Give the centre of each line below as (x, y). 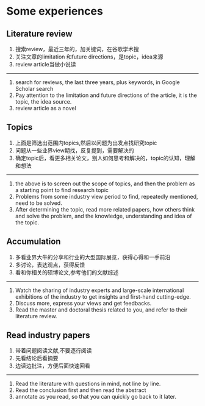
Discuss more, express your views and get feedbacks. (83, 303)
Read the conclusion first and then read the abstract (81, 390)
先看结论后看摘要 (37, 358)
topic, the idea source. (43, 101)
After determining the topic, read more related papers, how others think (105, 209)
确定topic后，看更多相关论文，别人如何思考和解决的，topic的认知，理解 (105, 158)
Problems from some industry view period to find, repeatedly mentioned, (106, 196)
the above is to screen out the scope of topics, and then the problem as (105, 183)
